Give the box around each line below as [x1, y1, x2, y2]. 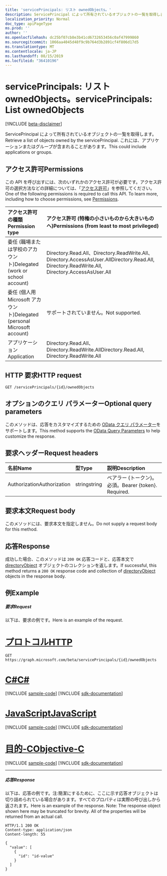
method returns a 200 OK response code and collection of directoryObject [5, 568, 156, 574]
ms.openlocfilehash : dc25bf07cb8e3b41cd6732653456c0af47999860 [5, 35, 139, 40]
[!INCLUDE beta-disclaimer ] [5, 121, 62, 127]
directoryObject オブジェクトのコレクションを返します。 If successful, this [5, 563, 157, 569]
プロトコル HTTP [5, 636, 73, 648]
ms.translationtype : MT [5, 44, 55, 49]
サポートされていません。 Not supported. [46, 309, 142, 316]
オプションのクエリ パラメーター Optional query [5, 399, 152, 408]
